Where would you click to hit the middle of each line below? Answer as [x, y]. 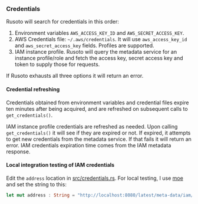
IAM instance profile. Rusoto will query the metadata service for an [96, 52]
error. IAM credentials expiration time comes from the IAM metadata [89, 145]
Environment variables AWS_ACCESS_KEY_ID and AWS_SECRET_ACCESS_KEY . [99, 33]
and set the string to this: [36, 184]
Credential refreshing [33, 89]
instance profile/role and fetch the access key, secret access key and [99, 58]
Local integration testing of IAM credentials [60, 165]
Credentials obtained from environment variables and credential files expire [98, 103]
